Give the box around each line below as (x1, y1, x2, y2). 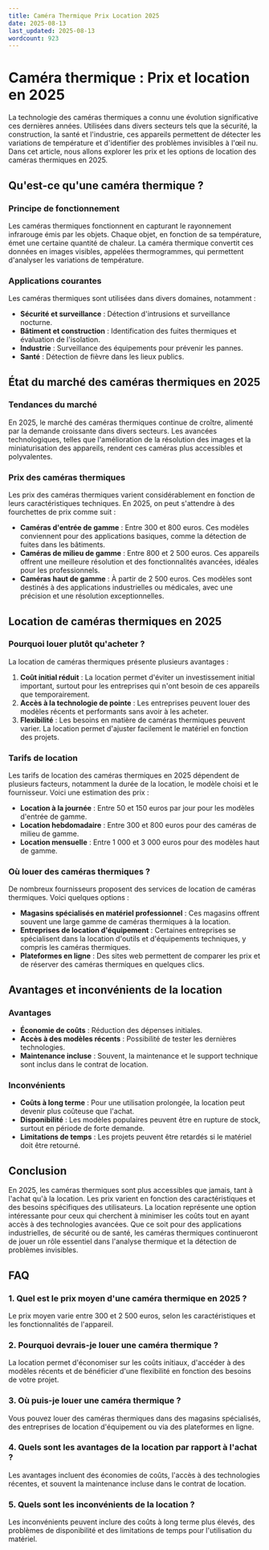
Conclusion (8, 1164, 67, 1178)
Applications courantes (8, 275, 102, 286)
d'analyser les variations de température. (8, 255, 145, 265)
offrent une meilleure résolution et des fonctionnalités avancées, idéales (19, 557, 259, 567)
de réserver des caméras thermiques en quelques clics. (19, 960, 205, 969)
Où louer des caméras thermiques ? (8, 866, 151, 878)
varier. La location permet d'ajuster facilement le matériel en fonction (19, 723, 249, 733)
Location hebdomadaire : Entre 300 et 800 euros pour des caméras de (19, 820, 257, 830)
